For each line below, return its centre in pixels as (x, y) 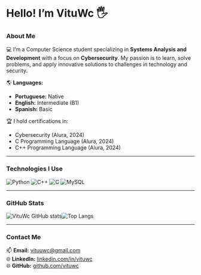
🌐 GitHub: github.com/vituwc (42, 266)
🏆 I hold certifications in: (37, 121)
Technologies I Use (34, 169)
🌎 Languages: (25, 82)
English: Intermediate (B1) (47, 103)
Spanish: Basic (33, 109)
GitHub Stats (25, 203)
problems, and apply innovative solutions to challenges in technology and (97, 65)
